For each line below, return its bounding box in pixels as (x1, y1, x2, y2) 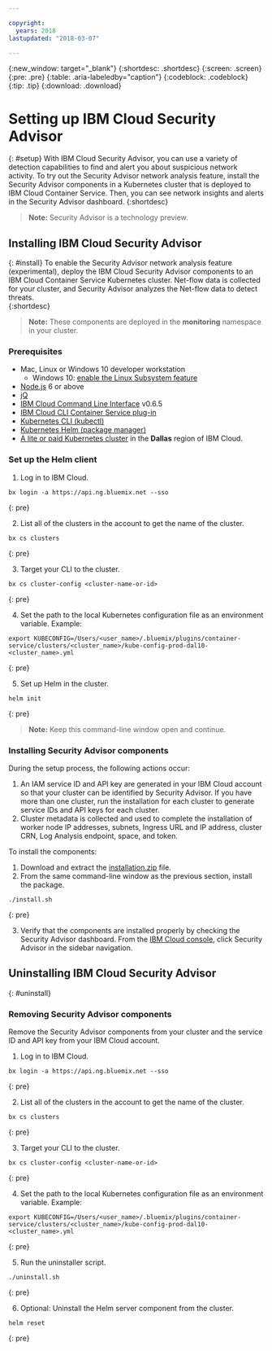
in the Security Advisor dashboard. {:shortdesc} (8, 197, 169, 207)
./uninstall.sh (8, 1274, 60, 1282)
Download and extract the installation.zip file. (19, 862, 172, 872)
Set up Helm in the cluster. (19, 678, 110, 688)
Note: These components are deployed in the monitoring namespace (28, 317, 261, 327)
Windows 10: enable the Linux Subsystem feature (32, 373, 198, 383)
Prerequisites (8, 346, 63, 357)
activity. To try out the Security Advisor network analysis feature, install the (8, 171, 260, 181)
